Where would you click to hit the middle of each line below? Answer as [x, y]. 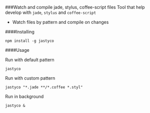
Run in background [25, 96]
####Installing [20, 32]
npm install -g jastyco [30, 41]
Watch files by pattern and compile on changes [60, 22]
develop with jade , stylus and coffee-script [51, 12]
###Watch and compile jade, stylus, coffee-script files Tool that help [75, 7]
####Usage [17, 50]
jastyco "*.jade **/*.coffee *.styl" [44, 87]
